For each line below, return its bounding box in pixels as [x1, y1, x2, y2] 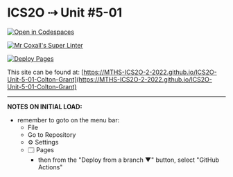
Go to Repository [27, 130, 76, 139]
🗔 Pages [27, 145, 54, 153]
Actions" [37, 162, 63, 171]
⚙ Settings [27, 138, 59, 146]
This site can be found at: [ [7, 68, 84, 76]
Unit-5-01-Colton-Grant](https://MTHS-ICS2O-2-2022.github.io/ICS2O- [7, 75, 213, 84]
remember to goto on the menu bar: [17, 115, 120, 124]
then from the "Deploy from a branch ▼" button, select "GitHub [37, 156, 220, 164]
